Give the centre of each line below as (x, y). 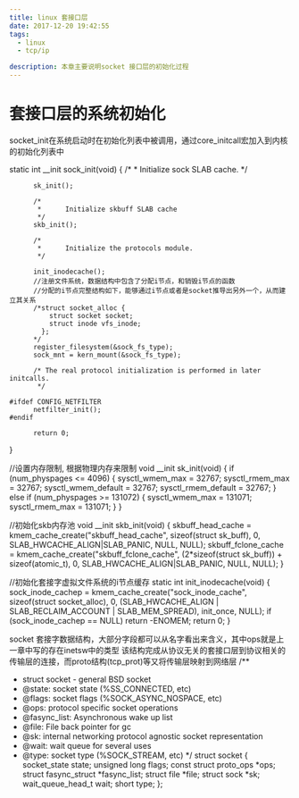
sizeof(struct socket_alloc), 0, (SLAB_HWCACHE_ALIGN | (114, 601)
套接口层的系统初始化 (88, 114)
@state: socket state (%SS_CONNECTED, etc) (107, 688)
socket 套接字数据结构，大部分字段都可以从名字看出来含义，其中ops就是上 (147, 639)
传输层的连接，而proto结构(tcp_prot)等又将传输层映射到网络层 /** (129, 661)
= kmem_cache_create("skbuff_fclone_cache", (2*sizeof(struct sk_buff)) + (146, 554)
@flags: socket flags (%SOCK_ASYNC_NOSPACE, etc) (122, 698)
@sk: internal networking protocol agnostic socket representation (142, 736)
